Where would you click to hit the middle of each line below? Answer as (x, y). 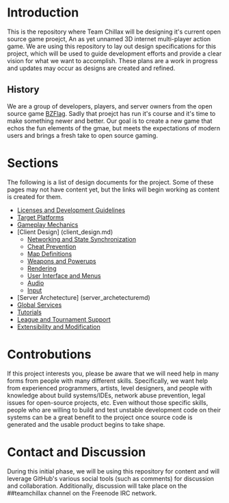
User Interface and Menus (64, 275)
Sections (33, 163)
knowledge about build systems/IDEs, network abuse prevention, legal (106, 395)
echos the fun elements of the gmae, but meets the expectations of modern (114, 128)
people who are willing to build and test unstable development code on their (114, 410)
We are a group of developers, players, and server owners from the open (110, 106)
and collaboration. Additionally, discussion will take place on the (97, 486)
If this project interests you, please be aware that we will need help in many (113, 373)
